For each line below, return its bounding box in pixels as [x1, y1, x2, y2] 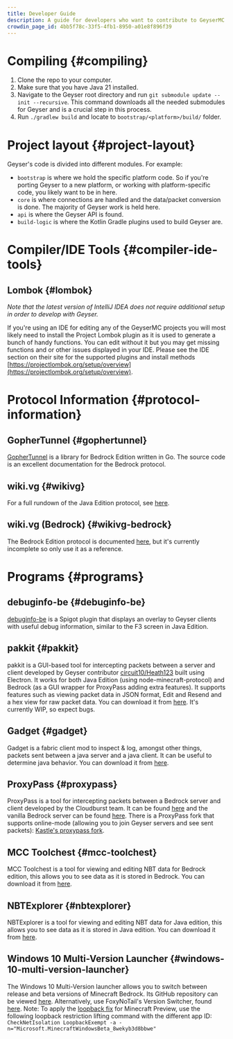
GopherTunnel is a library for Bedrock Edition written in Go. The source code [7, 453, 226, 462]
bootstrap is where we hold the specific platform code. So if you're [17, 174, 209, 182]
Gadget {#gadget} [7, 725, 88, 737]
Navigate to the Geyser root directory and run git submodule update [17, 91, 212, 99]
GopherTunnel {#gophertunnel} [7, 434, 148, 446]
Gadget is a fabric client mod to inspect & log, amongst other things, [7, 743, 202, 752]
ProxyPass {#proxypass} [7, 778, 118, 790]
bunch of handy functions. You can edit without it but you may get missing [7, 338, 220, 347]
